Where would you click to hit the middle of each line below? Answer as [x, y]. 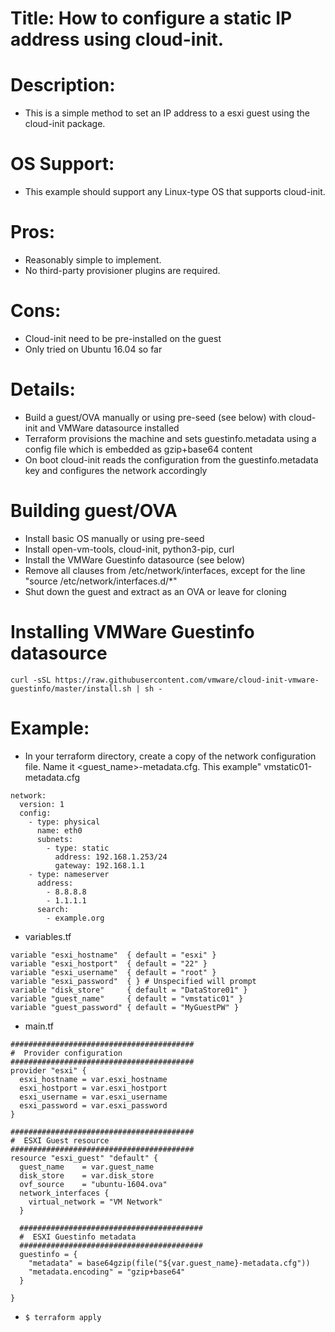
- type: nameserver [69, 874]
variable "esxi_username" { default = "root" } [113, 972]
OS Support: [62, 164]
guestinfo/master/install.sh [71, 688]
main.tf [39, 1026]
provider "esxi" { [48, 1070]
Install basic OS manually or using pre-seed [114, 538]
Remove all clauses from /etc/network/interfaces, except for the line [165, 570]
